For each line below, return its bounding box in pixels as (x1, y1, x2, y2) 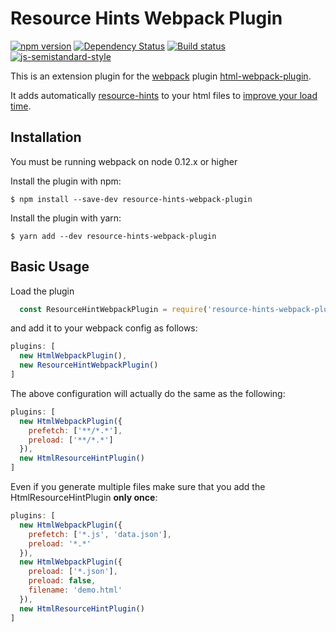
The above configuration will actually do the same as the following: (10, 387, 286, 399)
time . (10, 100, 32, 112)
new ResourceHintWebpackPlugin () (19, 360, 159, 371)
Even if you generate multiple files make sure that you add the (10, 481, 266, 493)
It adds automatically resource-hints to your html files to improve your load (10, 89, 318, 101)
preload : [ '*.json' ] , (28, 567, 118, 577)
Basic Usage (10, 258, 90, 276)
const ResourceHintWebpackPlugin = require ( (19, 304, 208, 314)
